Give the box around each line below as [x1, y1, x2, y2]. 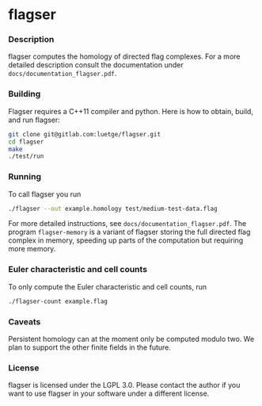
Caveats [8, 316, 41, 327]
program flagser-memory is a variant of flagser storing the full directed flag [8, 228, 251, 237]
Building [8, 89, 41, 100]
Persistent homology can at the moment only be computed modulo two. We [8, 334, 255, 343]
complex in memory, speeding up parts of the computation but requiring [8, 236, 244, 245]
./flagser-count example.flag [8, 297, 108, 305]
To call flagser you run [8, 189, 82, 199]
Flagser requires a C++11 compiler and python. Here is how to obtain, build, [8, 106, 253, 116]
